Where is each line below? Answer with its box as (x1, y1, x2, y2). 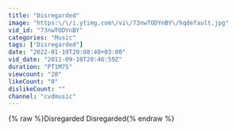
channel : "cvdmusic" (8, 92, 77, 100)
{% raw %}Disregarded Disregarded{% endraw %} (8, 114, 175, 123)
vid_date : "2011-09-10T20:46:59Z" (8, 56, 123, 64)
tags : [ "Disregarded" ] (8, 41, 83, 49)
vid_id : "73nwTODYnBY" (8, 26, 83, 34)
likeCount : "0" (8, 77, 59, 85)
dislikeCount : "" (8, 84, 66, 93)
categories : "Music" (8, 33, 77, 42)
